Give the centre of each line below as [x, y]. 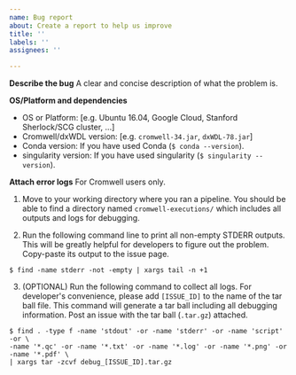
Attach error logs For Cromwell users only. [87, 182]
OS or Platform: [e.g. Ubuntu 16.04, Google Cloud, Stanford [130, 118]
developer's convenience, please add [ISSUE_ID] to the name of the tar [152, 296]
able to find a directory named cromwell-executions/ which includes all [152, 208]
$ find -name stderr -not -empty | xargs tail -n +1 [109, 270]
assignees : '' [35, 51]
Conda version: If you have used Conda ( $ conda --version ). [133, 146]
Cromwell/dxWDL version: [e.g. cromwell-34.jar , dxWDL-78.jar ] [137, 137]
